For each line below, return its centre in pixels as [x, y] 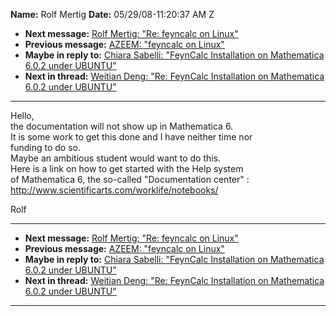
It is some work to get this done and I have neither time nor [131, 137]
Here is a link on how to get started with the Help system [127, 168]
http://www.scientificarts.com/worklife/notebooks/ [114, 190]
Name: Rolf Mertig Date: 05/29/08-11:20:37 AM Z [112, 14]
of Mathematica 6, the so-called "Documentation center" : [130, 179]
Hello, [22, 115]
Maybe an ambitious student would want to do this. [116, 158]
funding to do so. [45, 147]
